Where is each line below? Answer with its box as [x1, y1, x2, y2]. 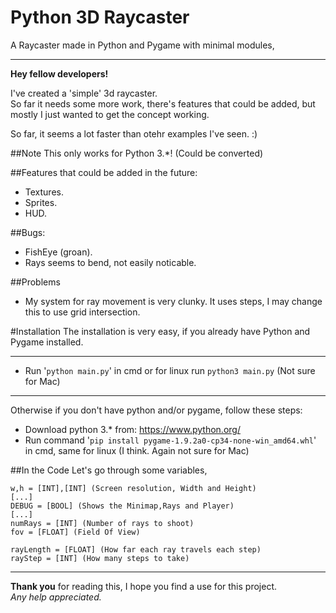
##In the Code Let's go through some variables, [10, 464, 208, 476]
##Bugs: [10, 226, 46, 238]
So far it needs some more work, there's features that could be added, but [10, 97, 316, 110]
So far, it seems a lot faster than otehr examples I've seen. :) [10, 127, 258, 140]
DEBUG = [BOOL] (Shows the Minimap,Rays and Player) [10, 501, 235, 511]
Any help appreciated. [10, 591, 102, 603]
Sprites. [24, 196, 58, 208]
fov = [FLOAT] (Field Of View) [10, 527, 141, 537]
